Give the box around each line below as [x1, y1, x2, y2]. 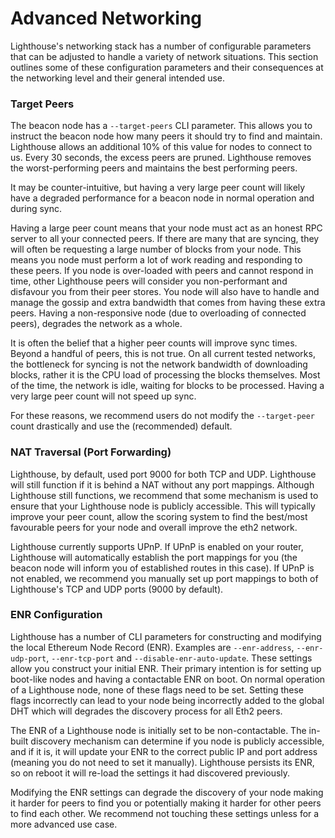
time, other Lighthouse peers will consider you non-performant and [10, 275, 288, 287]
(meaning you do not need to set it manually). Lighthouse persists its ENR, [10, 756, 315, 768]
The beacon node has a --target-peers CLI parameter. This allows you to [10, 120, 313, 132]
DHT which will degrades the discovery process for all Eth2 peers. [10, 705, 283, 717]
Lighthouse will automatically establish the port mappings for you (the [10, 551, 298, 563]
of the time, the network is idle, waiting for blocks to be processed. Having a [10, 380, 325, 392]
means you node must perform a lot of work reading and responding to [10, 254, 303, 266]
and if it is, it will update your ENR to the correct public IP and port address [10, 745, 318, 757]
